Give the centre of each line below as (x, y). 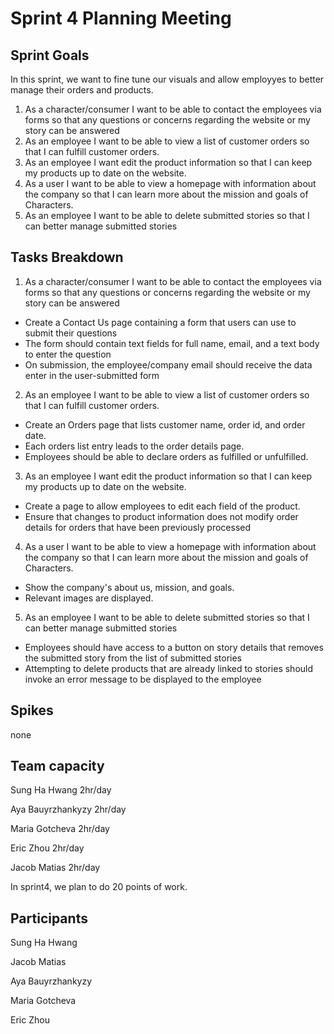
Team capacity (57, 766)
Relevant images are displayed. (89, 598)
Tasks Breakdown (67, 257)
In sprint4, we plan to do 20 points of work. (99, 887)
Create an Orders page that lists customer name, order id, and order (165, 424)
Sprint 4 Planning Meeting (121, 18)
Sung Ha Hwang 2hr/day (61, 790)
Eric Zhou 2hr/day (47, 848)
